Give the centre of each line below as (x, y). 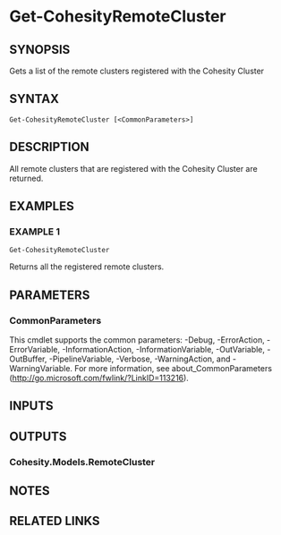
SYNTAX (34, 99)
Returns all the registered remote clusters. (87, 267)
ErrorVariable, (35, 349)
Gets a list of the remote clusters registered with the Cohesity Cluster (137, 71)
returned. (26, 178)
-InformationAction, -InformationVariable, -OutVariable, (164, 349)
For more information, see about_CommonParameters (174, 368)
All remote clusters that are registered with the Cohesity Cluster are (133, 168)
